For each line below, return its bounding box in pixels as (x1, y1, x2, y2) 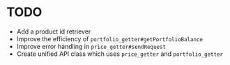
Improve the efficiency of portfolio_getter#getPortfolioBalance (16, 34, 204, 43)
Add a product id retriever (16, 27, 91, 36)
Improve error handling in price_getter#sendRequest (16, 42, 167, 50)
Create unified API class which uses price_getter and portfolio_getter (16, 50, 224, 58)
